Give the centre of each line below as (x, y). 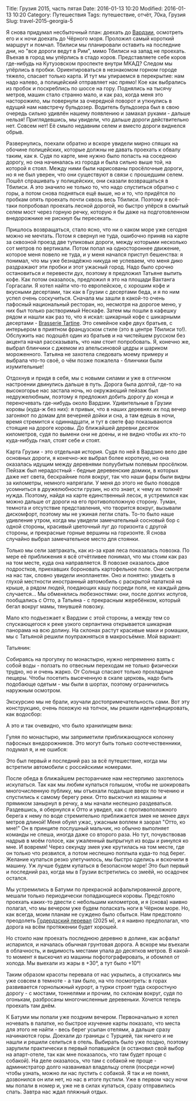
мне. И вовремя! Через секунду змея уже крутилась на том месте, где (95, 847)
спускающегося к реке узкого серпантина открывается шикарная (89, 624)
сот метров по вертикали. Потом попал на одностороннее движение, (93, 248)
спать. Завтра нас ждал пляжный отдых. (57, 1092)
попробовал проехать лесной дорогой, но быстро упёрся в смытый (104, 206)
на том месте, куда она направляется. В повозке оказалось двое (88, 563)
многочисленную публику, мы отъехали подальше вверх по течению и (95, 791)
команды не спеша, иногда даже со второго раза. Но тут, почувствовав (96, 834)
